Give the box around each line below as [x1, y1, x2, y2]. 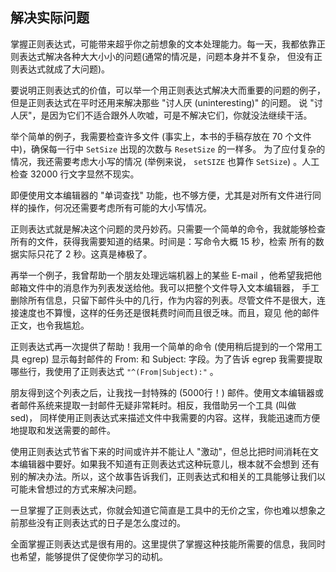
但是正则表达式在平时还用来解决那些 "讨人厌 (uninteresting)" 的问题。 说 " [10, 96, 315, 108]
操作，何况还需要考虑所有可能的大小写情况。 [27, 201, 212, 213]
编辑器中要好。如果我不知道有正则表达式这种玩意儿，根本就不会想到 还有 [18, 458, 320, 470]
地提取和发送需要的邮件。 [10, 424, 116, 436]
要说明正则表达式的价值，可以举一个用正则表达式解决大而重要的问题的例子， [10, 84, 326, 96]
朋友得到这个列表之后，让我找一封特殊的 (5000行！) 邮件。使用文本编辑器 [10, 386, 315, 398]
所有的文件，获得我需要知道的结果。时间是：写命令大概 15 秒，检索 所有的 [10, 235, 316, 247]
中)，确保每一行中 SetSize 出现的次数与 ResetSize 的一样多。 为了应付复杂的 [10, 143, 326, 155]
